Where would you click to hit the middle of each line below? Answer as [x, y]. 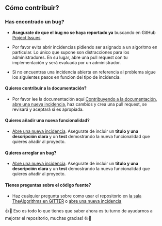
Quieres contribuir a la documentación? [46, 88]
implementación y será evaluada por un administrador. [66, 62]
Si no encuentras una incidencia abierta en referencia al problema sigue [84, 72]
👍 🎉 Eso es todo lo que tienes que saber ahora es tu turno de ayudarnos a [79, 210]
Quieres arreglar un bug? [31, 153]
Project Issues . [27, 37]
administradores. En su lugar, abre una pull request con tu [70, 57]
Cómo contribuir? [32, 8]
